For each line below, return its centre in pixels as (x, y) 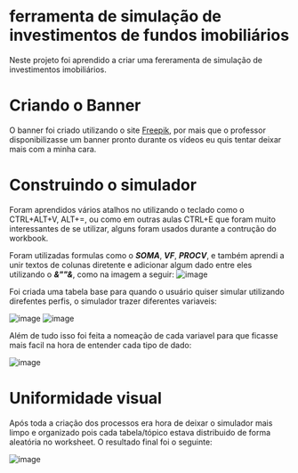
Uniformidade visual (86, 398)
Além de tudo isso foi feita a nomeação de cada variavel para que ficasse (144, 335)
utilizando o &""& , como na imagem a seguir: (92, 274)
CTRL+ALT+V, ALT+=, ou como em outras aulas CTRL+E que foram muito (142, 219)
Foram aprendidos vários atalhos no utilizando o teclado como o (127, 209)
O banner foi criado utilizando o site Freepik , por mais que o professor (138, 130)
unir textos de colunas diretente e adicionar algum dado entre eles (131, 265)
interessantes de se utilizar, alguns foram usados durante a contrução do (143, 228)
